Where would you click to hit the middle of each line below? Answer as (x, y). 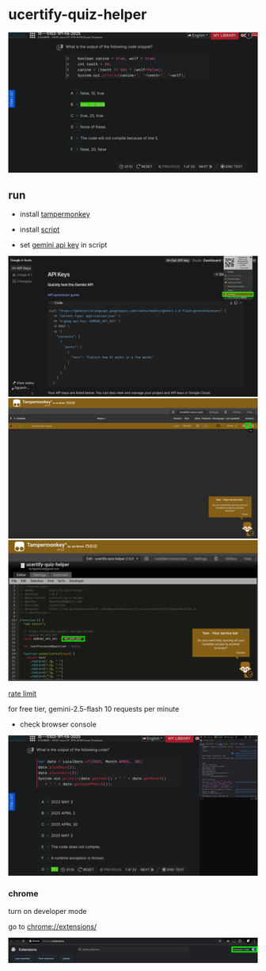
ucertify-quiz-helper (78, 15)
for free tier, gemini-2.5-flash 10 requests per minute (94, 708)
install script (40, 230)
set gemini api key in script (63, 245)
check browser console (58, 724)
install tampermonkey (55, 214)
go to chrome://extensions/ (53, 927)
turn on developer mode (47, 911)
